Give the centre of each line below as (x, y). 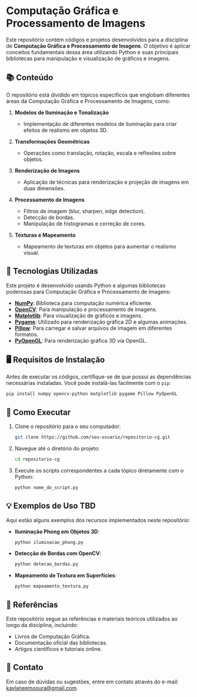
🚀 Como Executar (39, 412)
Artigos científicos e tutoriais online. (58, 649)
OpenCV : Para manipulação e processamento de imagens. (86, 309)
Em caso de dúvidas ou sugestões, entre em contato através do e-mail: (93, 682)
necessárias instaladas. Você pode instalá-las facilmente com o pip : (89, 383)
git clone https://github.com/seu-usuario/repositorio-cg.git (92, 437)
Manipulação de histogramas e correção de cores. (84, 223)
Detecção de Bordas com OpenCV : (58, 553)
